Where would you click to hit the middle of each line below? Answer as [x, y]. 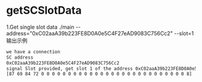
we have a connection [33, 51]
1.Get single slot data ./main [40, 27]
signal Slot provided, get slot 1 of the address [70, 69]
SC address [20, 57]
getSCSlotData [44, 10]
